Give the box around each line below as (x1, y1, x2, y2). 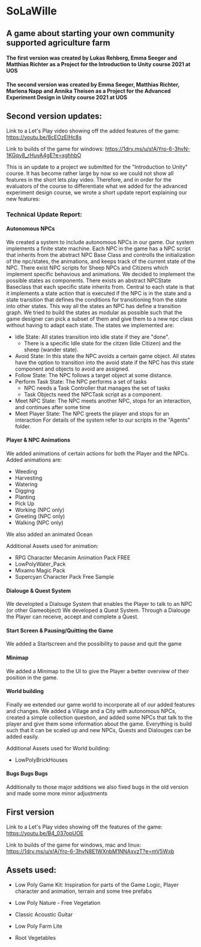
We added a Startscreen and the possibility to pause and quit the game (6, 640, 182, 647)
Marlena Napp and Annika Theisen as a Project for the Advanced (6, 87, 171, 94)
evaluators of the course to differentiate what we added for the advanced (6, 182, 188, 190)
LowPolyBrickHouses (14, 756, 68, 763)
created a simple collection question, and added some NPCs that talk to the (6, 714, 193, 721)
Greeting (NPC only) (14, 513, 65, 520)
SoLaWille (6, 4, 57, 18)
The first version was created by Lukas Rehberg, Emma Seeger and (6, 54, 178, 61)
